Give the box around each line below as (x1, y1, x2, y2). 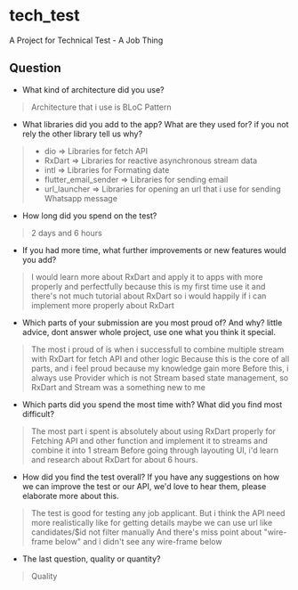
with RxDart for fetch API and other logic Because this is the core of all (30, 353, 290, 364)
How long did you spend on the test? (21, 210, 157, 221)
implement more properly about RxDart (30, 299, 175, 310)
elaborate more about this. (21, 490, 119, 501)
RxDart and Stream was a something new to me (30, 381, 206, 392)
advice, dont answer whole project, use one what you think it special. (21, 326, 276, 337)
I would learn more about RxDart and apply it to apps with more (30, 271, 263, 282)
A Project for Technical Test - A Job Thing (9, 35, 164, 45)
